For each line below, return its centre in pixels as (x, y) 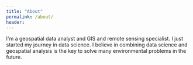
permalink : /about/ (30, 17)
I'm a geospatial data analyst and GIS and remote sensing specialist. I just (94, 39)
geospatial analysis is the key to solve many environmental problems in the (96, 51)
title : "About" (25, 11)
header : (15, 22)
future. (14, 57)
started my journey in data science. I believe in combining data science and (97, 45)
